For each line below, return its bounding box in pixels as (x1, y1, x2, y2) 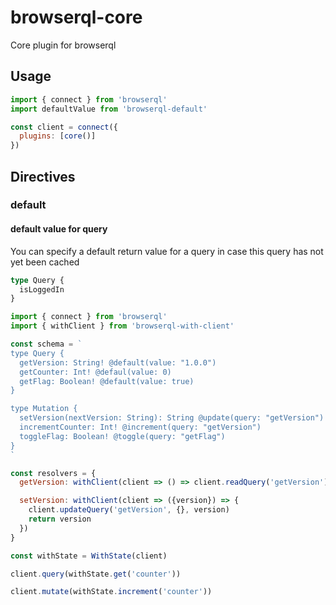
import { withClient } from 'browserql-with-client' (10, 321, 235, 331)
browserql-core (10, 6, 143, 29)
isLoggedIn (19, 284, 65, 295)
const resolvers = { (10, 468, 97, 478)
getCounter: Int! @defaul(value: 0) (19, 367, 172, 377)
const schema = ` (10, 339, 83, 350)
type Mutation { (10, 404, 78, 414)
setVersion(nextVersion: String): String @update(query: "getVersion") (19, 413, 325, 423)
